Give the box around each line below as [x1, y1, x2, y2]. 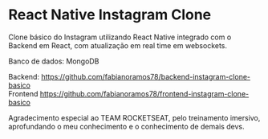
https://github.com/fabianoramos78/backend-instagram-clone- [41, 72, 251, 81]
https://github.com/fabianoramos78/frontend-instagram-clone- [39, 88, 250, 98]
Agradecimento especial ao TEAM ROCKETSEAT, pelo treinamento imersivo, [8, 112, 261, 122]
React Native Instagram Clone [8, 6, 212, 24]
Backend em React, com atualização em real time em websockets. [8, 40, 227, 50]
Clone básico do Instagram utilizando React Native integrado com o [8, 32, 232, 42]
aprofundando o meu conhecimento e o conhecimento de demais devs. [8, 121, 245, 131]
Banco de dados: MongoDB [8, 56, 99, 66]
